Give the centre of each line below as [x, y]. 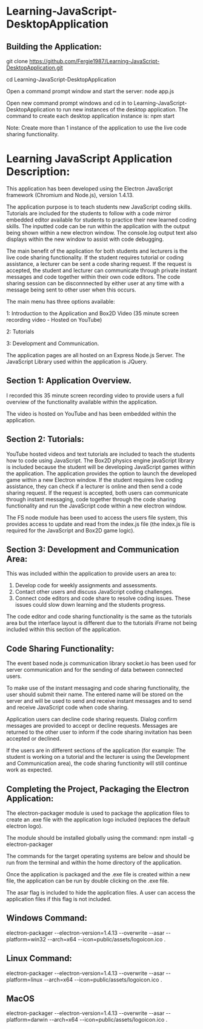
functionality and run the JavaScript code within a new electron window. [96, 506]
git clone [17, 61]
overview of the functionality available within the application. [82, 402]
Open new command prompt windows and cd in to [69, 103]
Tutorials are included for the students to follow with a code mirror [89, 213]
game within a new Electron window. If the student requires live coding [95, 480]
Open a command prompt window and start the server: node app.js [90, 91]
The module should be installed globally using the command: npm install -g [100, 838]
